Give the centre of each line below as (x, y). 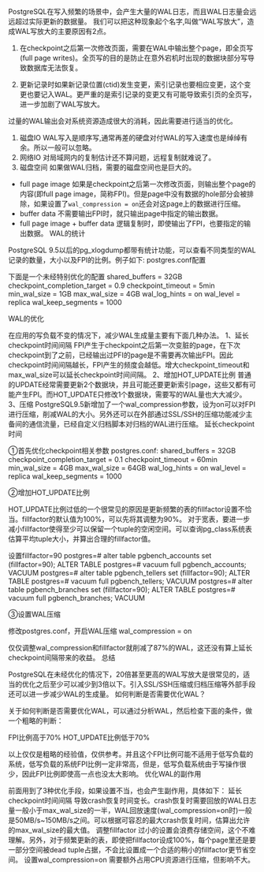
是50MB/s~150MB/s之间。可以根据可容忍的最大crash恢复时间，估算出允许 (129, 820)
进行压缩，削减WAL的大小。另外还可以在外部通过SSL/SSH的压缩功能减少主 (130, 414)
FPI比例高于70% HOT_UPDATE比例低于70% (79, 737)
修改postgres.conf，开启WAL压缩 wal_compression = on (100, 631)
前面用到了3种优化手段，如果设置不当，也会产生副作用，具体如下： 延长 (125, 790)
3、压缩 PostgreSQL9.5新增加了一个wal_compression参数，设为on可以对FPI (132, 404)
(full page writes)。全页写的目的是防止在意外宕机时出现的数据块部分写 (134, 58)
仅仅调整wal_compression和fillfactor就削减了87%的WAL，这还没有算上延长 (130, 648)
